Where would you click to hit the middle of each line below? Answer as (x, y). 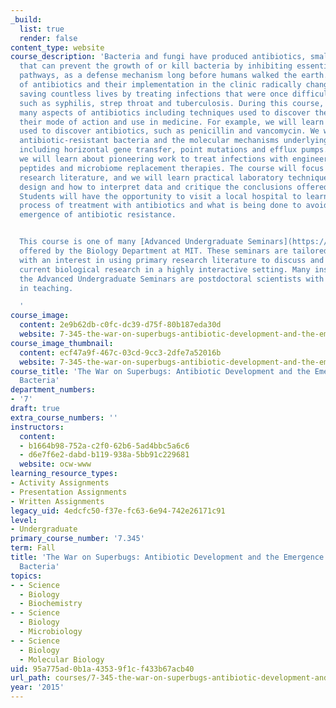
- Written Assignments (57, 501)
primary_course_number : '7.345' (77, 539)
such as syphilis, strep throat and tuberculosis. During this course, (172, 103)
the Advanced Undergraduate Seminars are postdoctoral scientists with (172, 279)
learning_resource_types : (64, 474)
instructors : (37, 427)
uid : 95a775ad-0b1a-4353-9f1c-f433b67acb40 (102, 669)
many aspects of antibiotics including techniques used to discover (165, 112)
